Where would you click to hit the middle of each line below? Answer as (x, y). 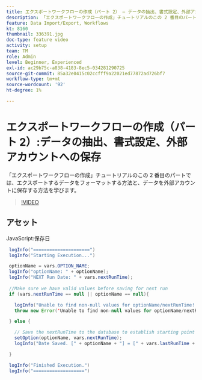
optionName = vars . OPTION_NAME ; (49, 266)
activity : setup (26, 46)
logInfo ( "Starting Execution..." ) (52, 255)
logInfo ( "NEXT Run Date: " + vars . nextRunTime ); (71, 278)
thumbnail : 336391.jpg (35, 34)
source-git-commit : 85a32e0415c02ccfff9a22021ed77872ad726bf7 (86, 73)
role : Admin (21, 57)
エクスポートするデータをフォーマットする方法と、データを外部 (96, 182)
